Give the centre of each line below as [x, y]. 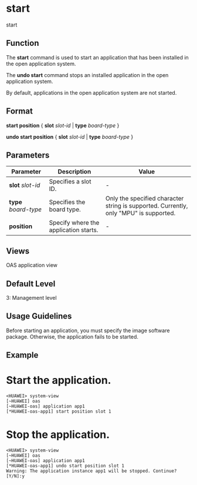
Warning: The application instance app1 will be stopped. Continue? [91, 471]
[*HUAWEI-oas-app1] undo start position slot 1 [65, 466]
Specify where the [74, 223]
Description [74, 172]
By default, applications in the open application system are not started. [91, 92]
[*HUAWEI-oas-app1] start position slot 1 [59, 412]
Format [20, 111]
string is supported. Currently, [147, 206]
